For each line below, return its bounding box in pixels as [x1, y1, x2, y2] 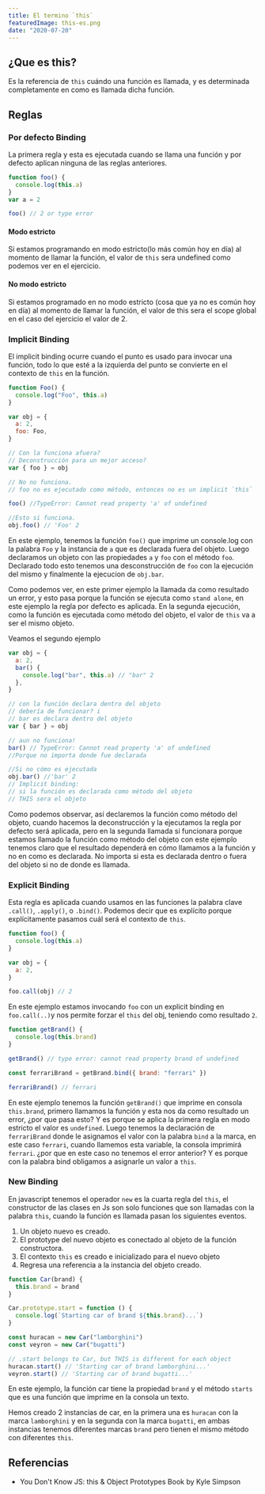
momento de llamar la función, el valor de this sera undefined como [8, 253, 231, 262]
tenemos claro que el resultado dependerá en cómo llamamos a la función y [8, 842, 256, 852]
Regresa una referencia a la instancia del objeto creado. [19, 1260, 202, 1269]
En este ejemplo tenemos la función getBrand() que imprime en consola [8, 1097, 243, 1107]
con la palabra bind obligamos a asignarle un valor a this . [8, 1157, 196, 1166]
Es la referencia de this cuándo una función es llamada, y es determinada [8, 77, 250, 86]
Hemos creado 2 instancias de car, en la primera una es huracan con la [8, 1408, 239, 1417]
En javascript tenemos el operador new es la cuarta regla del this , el [8, 1194, 229, 1203]
